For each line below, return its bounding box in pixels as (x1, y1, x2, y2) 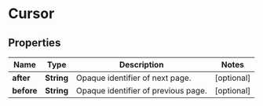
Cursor (8, 5, 55, 23)
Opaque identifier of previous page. (75, 86, 207, 96)
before (12, 86, 38, 96)
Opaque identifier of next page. (75, 72, 192, 83)
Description (119, 60, 164, 70)
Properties (8, 36, 61, 49)
